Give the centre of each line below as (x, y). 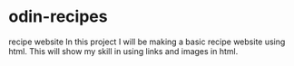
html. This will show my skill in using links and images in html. (123, 51)
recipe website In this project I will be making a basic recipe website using (147, 42)
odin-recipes (58, 17)
